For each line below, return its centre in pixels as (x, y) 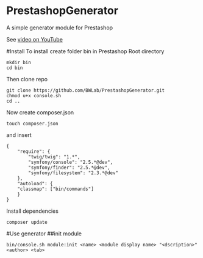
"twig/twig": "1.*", (54, 157)
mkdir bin (19, 62)
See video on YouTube (34, 39)
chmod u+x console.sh (34, 95)
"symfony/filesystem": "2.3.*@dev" (73, 173)
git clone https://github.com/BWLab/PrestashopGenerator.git (86, 90)
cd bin (15, 68)
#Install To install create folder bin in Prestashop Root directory (85, 51)
